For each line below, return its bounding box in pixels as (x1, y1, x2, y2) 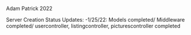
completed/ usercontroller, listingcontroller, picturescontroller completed (6, 23, 180, 29)
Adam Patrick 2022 (6, 5, 53, 12)
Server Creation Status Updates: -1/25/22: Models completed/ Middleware (6, 16, 185, 23)
